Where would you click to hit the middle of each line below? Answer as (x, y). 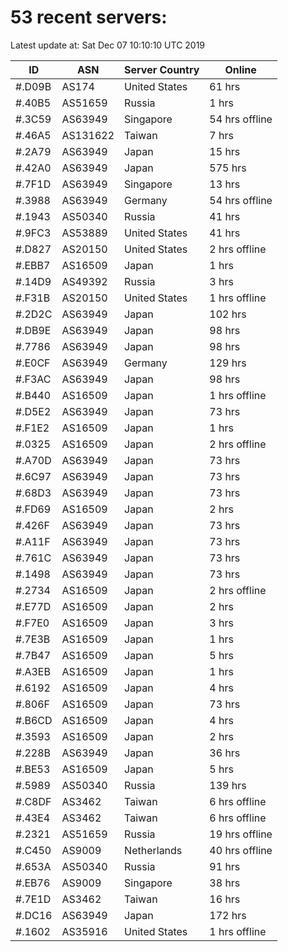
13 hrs (225, 184)
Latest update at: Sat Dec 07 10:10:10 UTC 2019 (108, 45)
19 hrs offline (241, 834)
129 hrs (228, 363)
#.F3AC (33, 379)
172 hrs (228, 915)
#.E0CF (33, 363)
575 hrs (228, 168)
